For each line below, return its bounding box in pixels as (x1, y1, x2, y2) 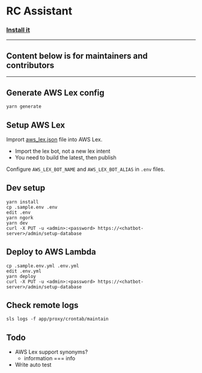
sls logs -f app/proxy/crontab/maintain (6, 316, 109, 322)
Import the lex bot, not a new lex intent (14, 147, 111, 155)
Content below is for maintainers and (6, 51, 148, 61)
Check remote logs (6, 300, 79, 310)
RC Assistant (6, 4, 73, 18)
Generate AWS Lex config (6, 87, 105, 97)
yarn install (6, 199, 39, 205)
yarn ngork (6, 215, 34, 221)
